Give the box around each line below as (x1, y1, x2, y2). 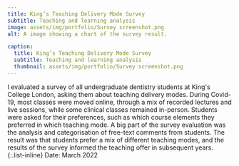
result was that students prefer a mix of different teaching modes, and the (7, 135, 225, 144)
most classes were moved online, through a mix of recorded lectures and (16, 98, 232, 106)
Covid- (210, 90, 231, 98)
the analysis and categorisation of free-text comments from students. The (7, 128, 225, 136)
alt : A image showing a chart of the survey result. (7, 30, 168, 38)
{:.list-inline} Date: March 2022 (7, 150, 98, 159)
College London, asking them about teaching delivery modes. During (7, 90, 210, 98)
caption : (7, 43, 34, 51)
